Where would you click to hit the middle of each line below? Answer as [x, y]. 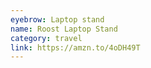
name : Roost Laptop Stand [64, 29]
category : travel [46, 38]
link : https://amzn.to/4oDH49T [75, 47]
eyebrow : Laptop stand [57, 19]
